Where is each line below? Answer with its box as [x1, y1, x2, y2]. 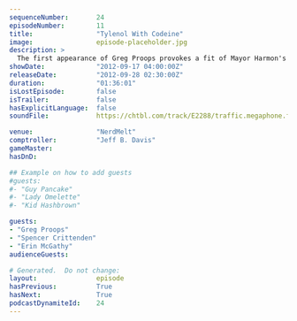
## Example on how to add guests [9, 168, 133, 177]
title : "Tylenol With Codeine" [9, 29, 184, 38]
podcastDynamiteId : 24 [9, 299, 104, 308]
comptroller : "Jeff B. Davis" [9, 136, 156, 145]
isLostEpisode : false [9, 87, 117, 96]
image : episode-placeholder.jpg [9, 37, 188, 47]
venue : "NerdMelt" [9, 127, 137, 137]
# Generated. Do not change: [9, 266, 121, 275]
